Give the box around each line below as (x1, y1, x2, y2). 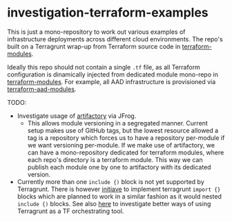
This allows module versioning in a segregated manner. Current (27, 119, 209, 127)
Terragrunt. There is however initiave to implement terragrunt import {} (17, 185, 221, 193)
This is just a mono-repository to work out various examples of (7, 28, 186, 36)
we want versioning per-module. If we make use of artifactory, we (27, 141, 215, 149)
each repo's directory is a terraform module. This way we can (27, 155, 203, 163)
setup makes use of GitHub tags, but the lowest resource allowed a (27, 126, 219, 134)
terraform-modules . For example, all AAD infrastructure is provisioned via (7, 77, 216, 85)
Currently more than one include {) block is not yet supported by (17, 177, 205, 185)
